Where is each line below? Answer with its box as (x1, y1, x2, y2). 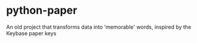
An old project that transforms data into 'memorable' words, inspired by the (6, 23, 192, 30)
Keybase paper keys (6, 29, 57, 36)
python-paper (6, 4, 78, 17)
